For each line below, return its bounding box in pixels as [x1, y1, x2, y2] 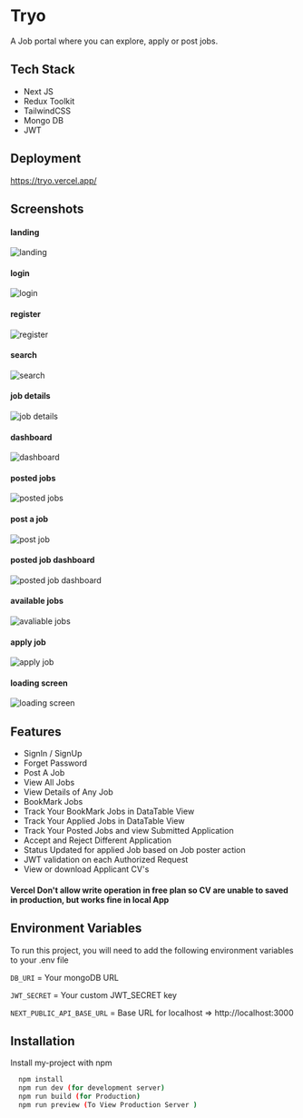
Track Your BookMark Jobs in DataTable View [23, 806, 195, 817]
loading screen [10, 678, 68, 688]
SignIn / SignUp [23, 748, 83, 759]
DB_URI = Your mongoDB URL [10, 972, 119, 983]
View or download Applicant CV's [23, 864, 150, 875]
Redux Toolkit [23, 95, 75, 106]
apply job [10, 637, 46, 648]
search [10, 350, 37, 361]
